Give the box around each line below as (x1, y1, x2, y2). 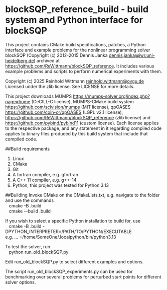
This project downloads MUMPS (5, 93, 72, 99)
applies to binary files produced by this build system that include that (5, 130, 148, 136)
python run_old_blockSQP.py (9, 249, 69, 255)
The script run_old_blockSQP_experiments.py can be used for (5, 268, 133, 274)
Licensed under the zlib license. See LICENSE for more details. (5, 83, 135, 89)
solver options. (5, 279, 36, 285)
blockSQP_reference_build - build (5, 4, 149, 15)
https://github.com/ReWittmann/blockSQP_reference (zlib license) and (5, 114, 150, 120)
